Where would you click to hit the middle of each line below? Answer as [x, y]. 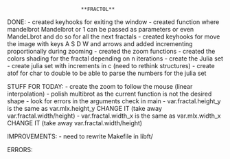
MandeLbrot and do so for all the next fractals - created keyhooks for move [114, 36]
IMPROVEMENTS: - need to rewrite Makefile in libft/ [80, 136]
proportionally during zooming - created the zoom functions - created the [111, 51]
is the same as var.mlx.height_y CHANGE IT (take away [85, 108]
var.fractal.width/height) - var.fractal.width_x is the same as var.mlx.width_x [114, 116]
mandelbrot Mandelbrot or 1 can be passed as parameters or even [101, 29]
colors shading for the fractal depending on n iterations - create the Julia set [115, 59]
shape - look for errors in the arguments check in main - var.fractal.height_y [114, 101]
